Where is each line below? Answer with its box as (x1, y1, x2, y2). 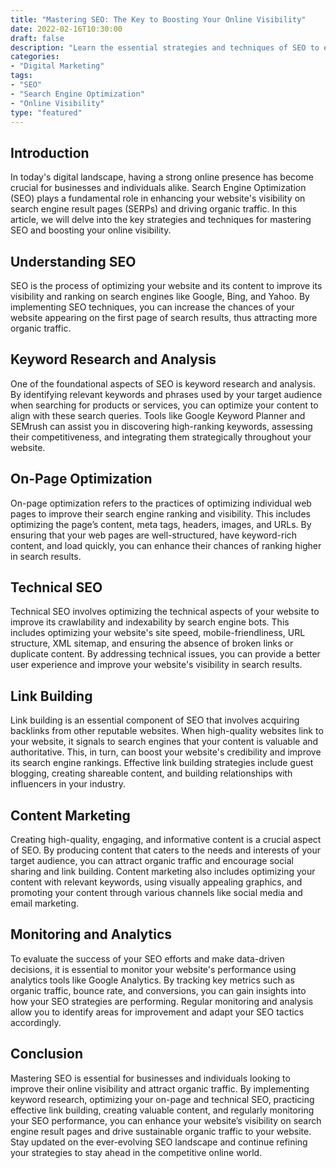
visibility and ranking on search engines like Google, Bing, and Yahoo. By (10, 291, 310, 302)
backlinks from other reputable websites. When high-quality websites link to (10, 725, 324, 737)
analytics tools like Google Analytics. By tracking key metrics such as (10, 974, 295, 986)
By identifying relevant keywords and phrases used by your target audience (10, 388, 323, 400)
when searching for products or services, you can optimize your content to (10, 399, 319, 411)
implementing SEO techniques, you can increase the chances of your (10, 301, 295, 313)
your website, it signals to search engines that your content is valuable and (10, 736, 319, 748)
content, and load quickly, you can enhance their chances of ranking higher (10, 539, 322, 551)
